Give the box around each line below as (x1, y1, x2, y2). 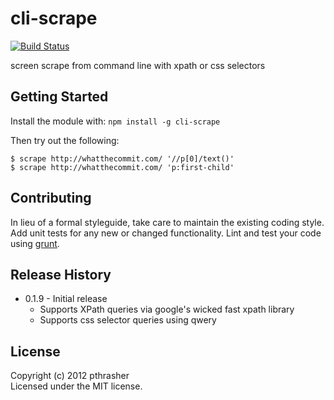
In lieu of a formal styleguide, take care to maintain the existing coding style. (10, 216, 325, 228)
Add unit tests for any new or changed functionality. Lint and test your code (10, 227, 322, 239)
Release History (10, 266, 112, 283)
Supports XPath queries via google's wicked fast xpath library (39, 303, 295, 316)
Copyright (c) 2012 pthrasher (10, 370, 130, 382)
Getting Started (10, 88, 109, 106)
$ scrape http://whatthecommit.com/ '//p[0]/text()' (10, 153, 235, 164)
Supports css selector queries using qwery (39, 314, 217, 326)
